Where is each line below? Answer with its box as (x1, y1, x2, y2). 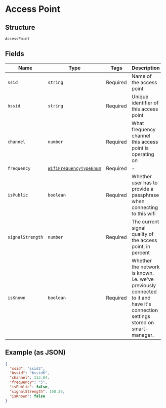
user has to (131, 179, 158, 186)
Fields (5, 50, 25, 58)
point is (131, 145, 149, 152)
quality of (131, 230, 154, 237)
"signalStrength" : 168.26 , (9, 389, 65, 394)
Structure (5, 23, 36, 32)
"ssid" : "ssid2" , (9, 366, 45, 371)
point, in (131, 243, 151, 250)
